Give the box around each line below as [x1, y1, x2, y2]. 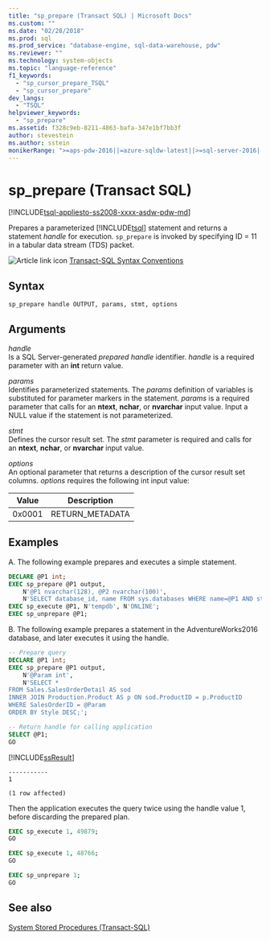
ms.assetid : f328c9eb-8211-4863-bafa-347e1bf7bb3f [8, 124, 182, 132]
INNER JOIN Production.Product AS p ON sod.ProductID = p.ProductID [8, 693, 243, 702]
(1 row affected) [8, 789, 67, 797]
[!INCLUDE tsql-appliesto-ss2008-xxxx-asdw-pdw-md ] [8, 207, 191, 217]
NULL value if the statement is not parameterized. [8, 410, 174, 420]
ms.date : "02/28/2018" [8, 27, 84, 35]
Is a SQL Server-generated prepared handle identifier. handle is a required [8, 351, 255, 362]
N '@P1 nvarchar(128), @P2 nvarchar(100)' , [22, 588, 167, 596]
